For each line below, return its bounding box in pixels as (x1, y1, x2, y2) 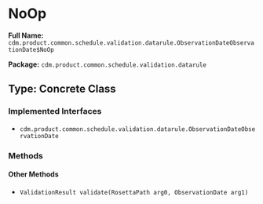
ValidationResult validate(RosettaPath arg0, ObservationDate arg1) (19, 188, 249, 196)
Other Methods (8, 169, 59, 179)
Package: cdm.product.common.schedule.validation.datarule (8, 60, 206, 69)
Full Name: (8, 31, 44, 40)
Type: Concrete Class (8, 82, 116, 96)
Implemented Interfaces (8, 106, 102, 117)
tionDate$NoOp (8, 46, 55, 53)
